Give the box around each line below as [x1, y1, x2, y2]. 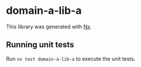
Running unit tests [6, 40, 74, 50]
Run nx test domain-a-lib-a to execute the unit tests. [6, 55, 136, 62]
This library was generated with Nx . [6, 23, 92, 30]
